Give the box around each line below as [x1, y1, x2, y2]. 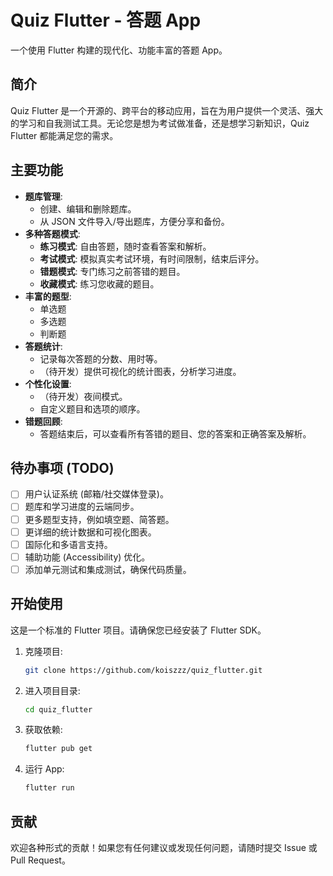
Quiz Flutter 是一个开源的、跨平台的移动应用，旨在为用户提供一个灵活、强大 [10, 104, 324, 116]
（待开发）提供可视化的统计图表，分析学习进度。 [39, 365, 242, 377]
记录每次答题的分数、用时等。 [39, 352, 163, 365]
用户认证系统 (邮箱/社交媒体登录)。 [24, 488, 169, 500]
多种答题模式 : [24, 227, 81, 240]
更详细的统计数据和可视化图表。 [24, 526, 157, 538]
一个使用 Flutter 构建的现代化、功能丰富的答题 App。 [10, 44, 228, 56]
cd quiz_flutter [24, 704, 93, 715]
